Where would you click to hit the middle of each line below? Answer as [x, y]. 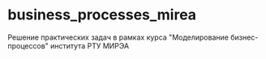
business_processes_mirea [102, 15]
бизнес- [244, 37]
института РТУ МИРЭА [90, 45]
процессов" [28, 45]
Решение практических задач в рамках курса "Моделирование [118, 37]
